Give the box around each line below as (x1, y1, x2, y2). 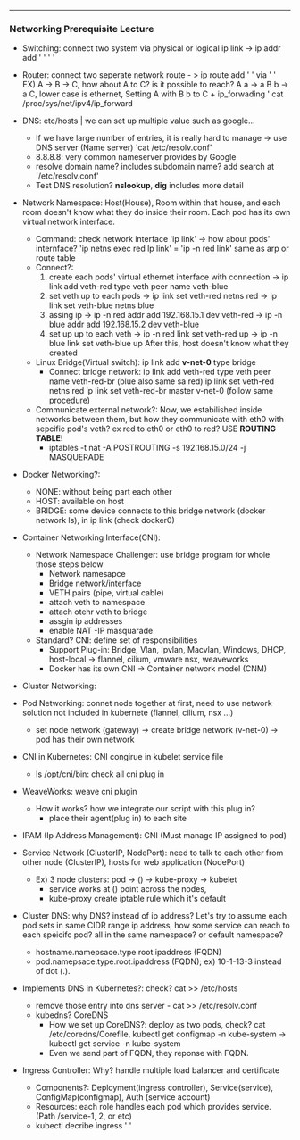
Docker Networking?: (21, 470, 101, 480)
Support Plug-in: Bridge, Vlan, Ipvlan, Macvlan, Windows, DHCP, (48, 645, 287, 655)
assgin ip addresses (48, 616, 123, 627)
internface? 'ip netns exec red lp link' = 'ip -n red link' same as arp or (35, 243, 290, 254)
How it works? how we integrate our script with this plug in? (35, 803, 256, 814)
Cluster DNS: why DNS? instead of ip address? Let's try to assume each (21, 911, 287, 921)
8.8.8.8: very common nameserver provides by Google (35, 152, 237, 162)
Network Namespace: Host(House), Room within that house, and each (21, 197, 281, 208)
